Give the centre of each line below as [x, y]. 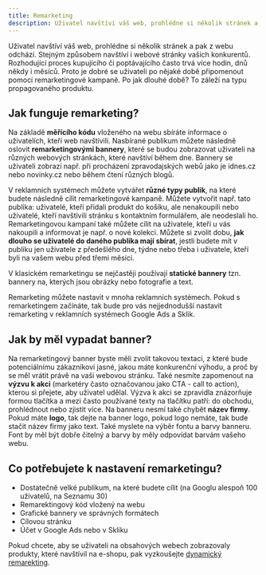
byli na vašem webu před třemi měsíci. [71, 258]
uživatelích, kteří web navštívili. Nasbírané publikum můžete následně [122, 141]
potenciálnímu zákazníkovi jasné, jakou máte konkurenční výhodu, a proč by [133, 367]
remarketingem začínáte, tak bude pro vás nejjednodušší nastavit [115, 306]
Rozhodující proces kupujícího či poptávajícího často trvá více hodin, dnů [128, 63]
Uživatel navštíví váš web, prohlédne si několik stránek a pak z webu [121, 45]
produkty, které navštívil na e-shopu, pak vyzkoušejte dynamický [115, 553]
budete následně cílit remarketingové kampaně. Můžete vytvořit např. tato [129, 199]
